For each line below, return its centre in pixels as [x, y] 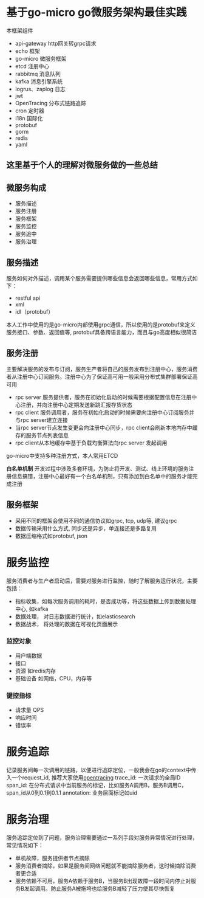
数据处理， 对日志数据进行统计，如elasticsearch [75, 616]
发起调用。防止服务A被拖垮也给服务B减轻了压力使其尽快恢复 [99, 888]
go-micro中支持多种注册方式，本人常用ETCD [62, 455]
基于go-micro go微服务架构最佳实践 [97, 12]
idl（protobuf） [34, 311]
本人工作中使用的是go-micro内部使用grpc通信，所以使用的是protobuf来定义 [101, 324]
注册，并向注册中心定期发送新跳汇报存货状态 [76, 404]
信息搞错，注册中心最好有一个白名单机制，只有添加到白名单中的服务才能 [102, 476]
